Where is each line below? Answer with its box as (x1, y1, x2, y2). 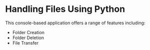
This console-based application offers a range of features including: (5, 20, 145, 26)
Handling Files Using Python (5, 3, 125, 15)
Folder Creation (12, 29, 45, 35)
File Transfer (12, 40, 39, 46)
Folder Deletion (12, 35, 44, 41)
